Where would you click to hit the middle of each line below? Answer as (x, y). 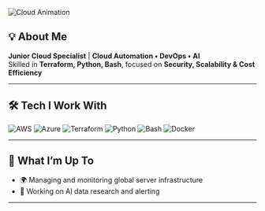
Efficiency (25, 72)
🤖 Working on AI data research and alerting (90, 191)
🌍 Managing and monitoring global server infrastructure (111, 180)
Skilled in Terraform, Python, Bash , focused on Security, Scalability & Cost (132, 64)
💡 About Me (38, 37)
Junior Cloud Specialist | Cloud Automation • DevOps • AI (104, 56)
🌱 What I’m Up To (51, 161)
